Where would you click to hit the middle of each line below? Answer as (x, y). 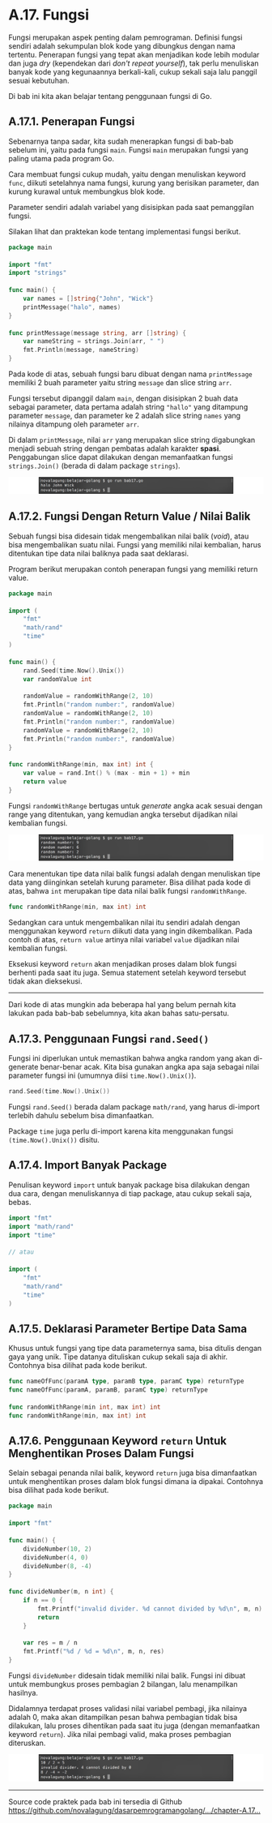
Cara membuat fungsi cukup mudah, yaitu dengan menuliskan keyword (127, 174)
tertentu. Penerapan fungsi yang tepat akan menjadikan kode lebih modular (134, 54)
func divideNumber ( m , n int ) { (61, 1592)
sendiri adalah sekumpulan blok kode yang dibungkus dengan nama (122, 45)
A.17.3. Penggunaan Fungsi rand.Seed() (109, 1038)
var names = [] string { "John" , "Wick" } (88, 298)
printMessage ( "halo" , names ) (72, 307)
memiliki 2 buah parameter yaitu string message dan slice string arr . (120, 382)
